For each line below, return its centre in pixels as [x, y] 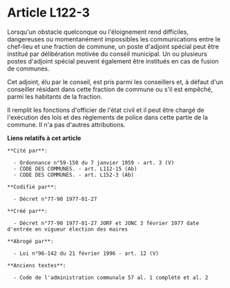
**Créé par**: [28, 211]
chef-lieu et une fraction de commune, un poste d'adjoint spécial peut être [113, 46]
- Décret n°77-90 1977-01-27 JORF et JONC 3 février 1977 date [106, 223]
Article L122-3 [48, 13]
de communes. [28, 68]
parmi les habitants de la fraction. [55, 96]
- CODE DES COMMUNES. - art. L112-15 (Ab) [75, 169]
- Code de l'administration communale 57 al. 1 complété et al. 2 [111, 278]
